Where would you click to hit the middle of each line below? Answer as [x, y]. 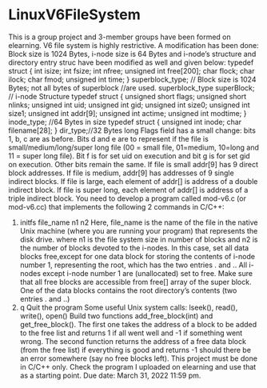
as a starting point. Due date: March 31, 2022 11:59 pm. [110, 375]
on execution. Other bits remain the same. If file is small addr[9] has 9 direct [133, 164]
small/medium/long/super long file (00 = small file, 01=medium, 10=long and [134, 147]
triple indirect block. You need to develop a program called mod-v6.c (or [127, 198]
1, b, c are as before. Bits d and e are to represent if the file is [109, 138]
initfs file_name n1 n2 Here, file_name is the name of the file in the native [139, 222]
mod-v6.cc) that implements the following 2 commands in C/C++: [116, 206]
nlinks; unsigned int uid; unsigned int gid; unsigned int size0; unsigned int [129, 105]
